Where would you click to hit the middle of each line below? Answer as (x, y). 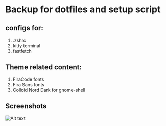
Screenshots (26, 106)
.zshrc (19, 40)
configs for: (24, 28)
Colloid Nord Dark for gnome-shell (49, 90)
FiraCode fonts (28, 79)
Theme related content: (43, 67)
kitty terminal (27, 46)
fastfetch (22, 51)
